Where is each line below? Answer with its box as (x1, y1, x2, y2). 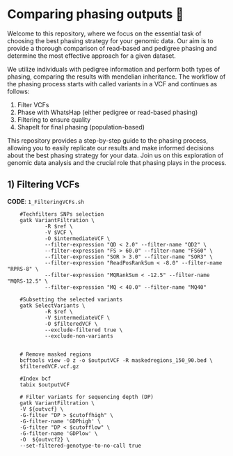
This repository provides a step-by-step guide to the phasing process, (7, 136, 209, 145)
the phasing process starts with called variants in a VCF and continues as (7, 79, 218, 88)
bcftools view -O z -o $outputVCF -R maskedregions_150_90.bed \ (19, 356, 214, 364)
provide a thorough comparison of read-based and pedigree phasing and (7, 44, 217, 52)
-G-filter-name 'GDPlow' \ (19, 430, 98, 437)
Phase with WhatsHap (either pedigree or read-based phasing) (17, 108, 198, 116)
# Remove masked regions (19, 351, 92, 358)
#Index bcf (19, 375, 51, 382)
